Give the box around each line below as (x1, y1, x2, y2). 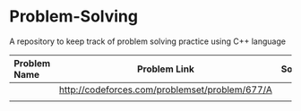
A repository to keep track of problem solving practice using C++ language (9, 36, 287, 47)
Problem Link (137, 63, 194, 75)
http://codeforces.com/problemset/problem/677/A (58, 83, 273, 96)
